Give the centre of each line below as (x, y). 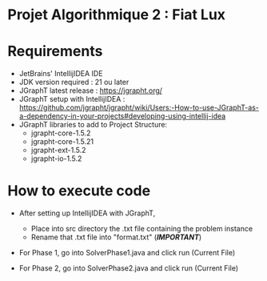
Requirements (55, 52)
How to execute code (79, 191)
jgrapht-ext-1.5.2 (58, 151)
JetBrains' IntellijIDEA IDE (61, 74)
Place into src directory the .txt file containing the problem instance (142, 229)
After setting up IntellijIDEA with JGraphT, (87, 213)
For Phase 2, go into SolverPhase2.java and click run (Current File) (129, 268)
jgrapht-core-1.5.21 (62, 142)
